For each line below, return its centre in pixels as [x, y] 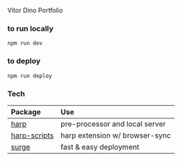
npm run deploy [30, 76]
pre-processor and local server [113, 123]
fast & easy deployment [100, 147]
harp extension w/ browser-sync [116, 135]
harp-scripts [32, 135]
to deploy [24, 61]
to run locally [31, 28]
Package [26, 111]
